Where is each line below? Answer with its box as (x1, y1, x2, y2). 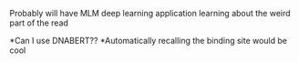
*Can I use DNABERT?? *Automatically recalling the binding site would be (9, 36, 288, 46)
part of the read (9, 17, 68, 28)
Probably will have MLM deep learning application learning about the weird (9, 8, 291, 18)
